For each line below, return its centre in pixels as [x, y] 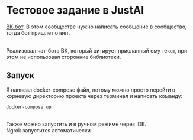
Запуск [20, 75]
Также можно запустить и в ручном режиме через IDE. [76, 124]
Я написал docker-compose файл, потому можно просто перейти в [91, 90]
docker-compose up [29, 107]
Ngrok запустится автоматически [48, 130]
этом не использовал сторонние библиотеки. [64, 57]
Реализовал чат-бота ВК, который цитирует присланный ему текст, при [97, 50]
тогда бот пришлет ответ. [38, 32]
